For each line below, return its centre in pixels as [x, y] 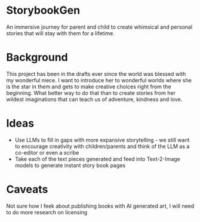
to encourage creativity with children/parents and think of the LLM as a [102, 146]
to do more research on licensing [47, 212]
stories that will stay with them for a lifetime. [61, 33]
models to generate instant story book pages [70, 165]
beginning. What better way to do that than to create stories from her [91, 92]
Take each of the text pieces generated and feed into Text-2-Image [98, 159]
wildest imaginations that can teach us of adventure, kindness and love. [94, 99]
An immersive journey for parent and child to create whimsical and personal [99, 27]
